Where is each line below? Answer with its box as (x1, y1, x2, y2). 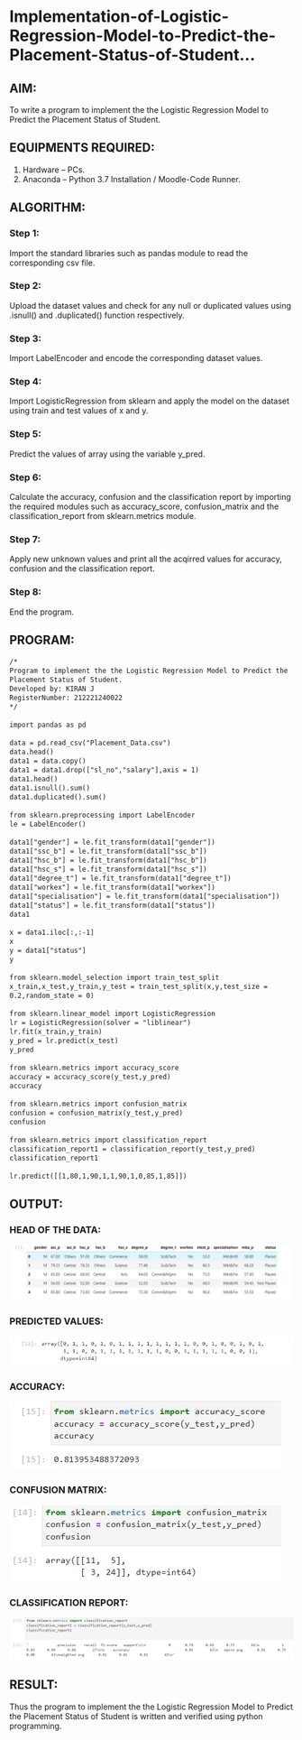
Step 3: (9, 332, 42, 345)
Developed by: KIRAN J (9, 684, 95, 694)
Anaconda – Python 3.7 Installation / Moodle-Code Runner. (22, 173, 241, 184)
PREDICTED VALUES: (9, 1315, 104, 1328)
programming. (9, 1720, 62, 1731)
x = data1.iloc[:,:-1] (9, 928, 95, 938)
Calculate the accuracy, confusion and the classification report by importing (9, 491, 291, 502)
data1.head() (9, 774, 59, 784)
